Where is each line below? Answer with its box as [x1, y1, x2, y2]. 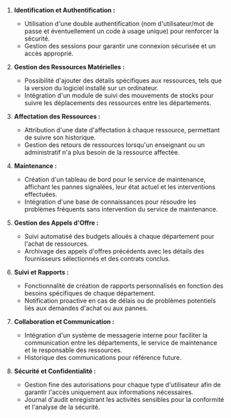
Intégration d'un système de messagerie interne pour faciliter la [24, 331, 208, 339]
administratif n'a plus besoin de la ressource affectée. [24, 148, 180, 156]
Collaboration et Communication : [13, 318, 115, 326]
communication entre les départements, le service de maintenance [24, 339, 218, 347]
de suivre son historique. [24, 133, 97, 141]
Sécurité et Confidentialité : [13, 367, 97, 375]
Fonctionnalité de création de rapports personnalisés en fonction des [24, 281, 224, 290]
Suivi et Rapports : [13, 268, 69, 276]
